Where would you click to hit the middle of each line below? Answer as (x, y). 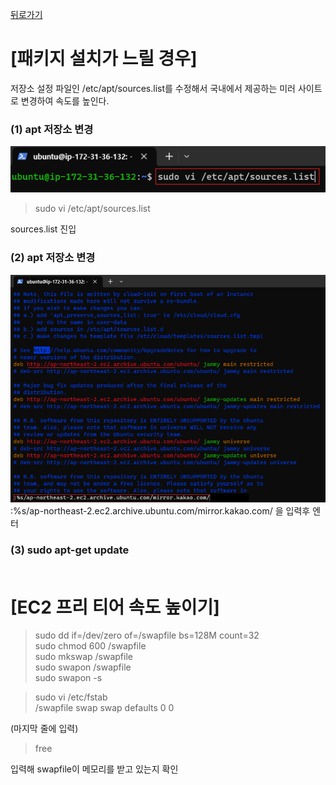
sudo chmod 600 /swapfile (90, 646)
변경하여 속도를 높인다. (65, 100)
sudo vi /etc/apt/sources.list (92, 209)
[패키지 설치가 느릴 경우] (104, 59)
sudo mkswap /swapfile (83, 657)
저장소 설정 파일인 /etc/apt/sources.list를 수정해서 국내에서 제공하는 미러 (153, 88)
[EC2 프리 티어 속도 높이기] (115, 607)
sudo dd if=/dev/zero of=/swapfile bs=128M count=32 (147, 635)
